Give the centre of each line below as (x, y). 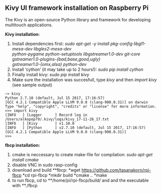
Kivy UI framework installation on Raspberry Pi (77, 8)
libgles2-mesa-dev (52, 48)
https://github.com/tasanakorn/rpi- (116, 170)
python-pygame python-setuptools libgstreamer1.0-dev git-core (76, 54)
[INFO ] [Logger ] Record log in (46, 115)
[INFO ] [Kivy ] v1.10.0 (40, 123)
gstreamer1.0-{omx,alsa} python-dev (49, 64)
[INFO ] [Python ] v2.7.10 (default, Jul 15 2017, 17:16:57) (75, 128)
